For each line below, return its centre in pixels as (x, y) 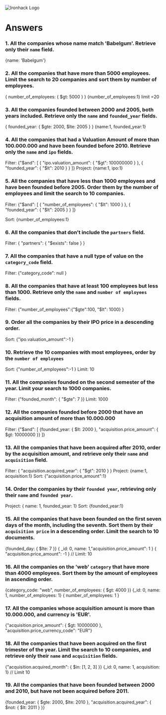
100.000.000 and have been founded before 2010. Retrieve (78, 146)
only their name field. (30, 50)
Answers (24, 28)
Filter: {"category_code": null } (36, 273)
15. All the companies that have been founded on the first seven (83, 519)
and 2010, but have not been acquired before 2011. (67, 691)
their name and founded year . (39, 495)
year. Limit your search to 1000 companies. (58, 389)
